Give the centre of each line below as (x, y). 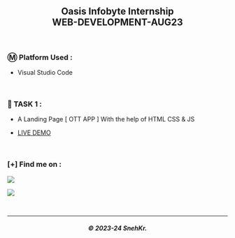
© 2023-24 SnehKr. (117, 228)
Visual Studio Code (45, 73)
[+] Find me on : (34, 165)
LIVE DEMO (34, 133)
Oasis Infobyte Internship (117, 12)
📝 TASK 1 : (24, 104)
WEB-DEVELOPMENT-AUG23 (117, 23)
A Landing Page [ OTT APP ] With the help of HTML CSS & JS (106, 119)
